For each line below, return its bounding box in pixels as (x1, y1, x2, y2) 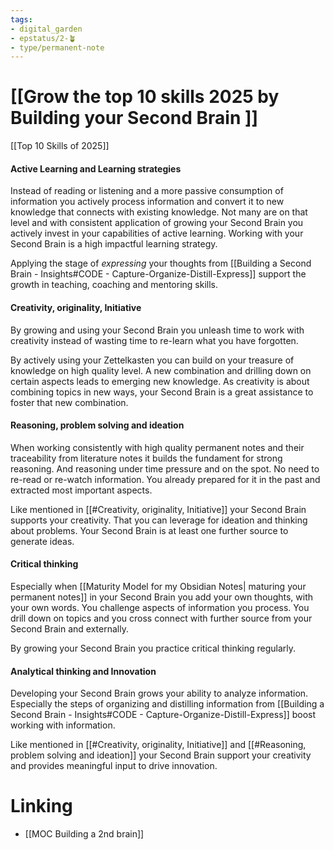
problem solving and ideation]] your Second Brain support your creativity (10, 749, 312, 761)
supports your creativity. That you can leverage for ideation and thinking (10, 514, 308, 526)
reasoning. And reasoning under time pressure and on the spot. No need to (10, 462, 320, 475)
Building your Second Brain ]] (10, 107, 259, 130)
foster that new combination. (10, 396, 129, 408)
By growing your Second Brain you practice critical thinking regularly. (10, 642, 297, 654)
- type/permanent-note (10, 42, 105, 53)
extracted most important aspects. (10, 484, 153, 496)
